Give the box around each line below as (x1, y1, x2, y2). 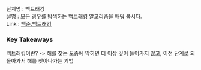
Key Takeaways (6, 35, 53, 44)
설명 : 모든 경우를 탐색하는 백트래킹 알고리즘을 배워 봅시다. (6, 13, 142, 20)
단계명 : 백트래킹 (6, 5, 45, 12)
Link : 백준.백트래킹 (6, 20, 52, 27)
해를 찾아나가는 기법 (26, 57, 74, 65)
